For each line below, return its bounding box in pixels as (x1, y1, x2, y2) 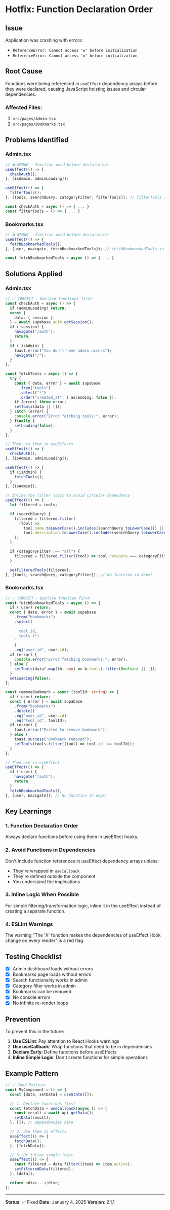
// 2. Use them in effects (10, 1129, 67, 1135)
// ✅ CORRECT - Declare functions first (5, 296, 93, 301)
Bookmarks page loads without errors (12, 971, 92, 977)
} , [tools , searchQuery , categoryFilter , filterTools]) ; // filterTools (5, 195, 162, 200)
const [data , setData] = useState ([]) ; (10, 1092, 94, 1097)
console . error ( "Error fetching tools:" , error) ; (14, 414, 119, 419)
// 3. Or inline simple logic (10, 1152, 73, 1157)
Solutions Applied (5, 270, 63, 278)
